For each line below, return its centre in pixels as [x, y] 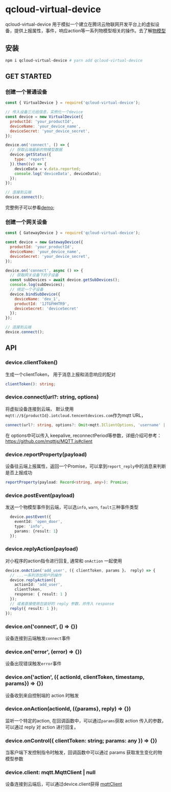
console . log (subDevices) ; [38, 285]
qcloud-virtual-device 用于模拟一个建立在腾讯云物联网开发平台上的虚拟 [80, 24]
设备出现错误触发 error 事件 [33, 664]
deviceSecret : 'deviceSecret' [47, 309]
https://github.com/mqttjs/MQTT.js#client [49, 441]
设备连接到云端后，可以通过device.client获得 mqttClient [64, 784]
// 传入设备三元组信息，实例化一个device [44, 112]
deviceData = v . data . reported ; [48, 169]
